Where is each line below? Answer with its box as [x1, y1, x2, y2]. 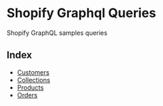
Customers [16, 68, 50, 76]
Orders [16, 90, 38, 99]
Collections [16, 75, 51, 84]
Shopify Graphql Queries [6, 5, 157, 21]
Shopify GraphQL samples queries [6, 28, 107, 37]
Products [16, 83, 44, 92]
